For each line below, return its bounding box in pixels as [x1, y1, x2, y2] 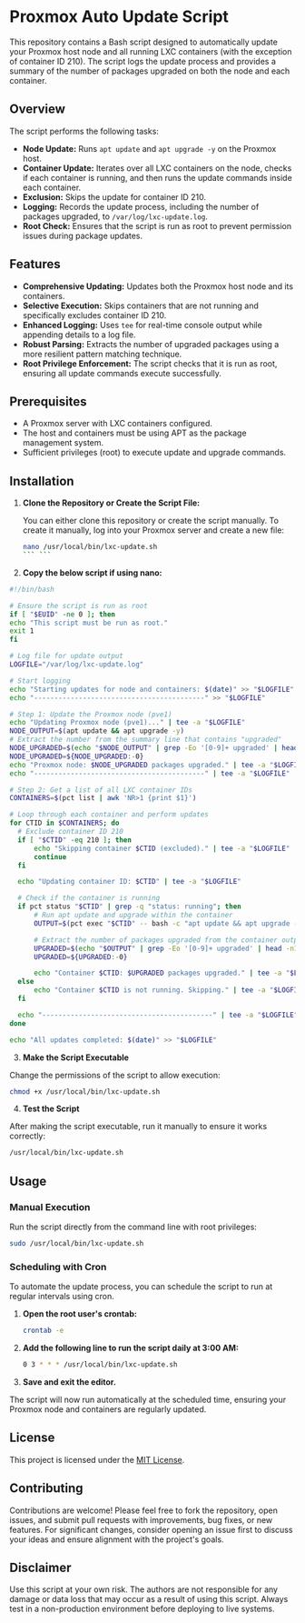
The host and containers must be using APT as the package [22, 427, 247, 438]
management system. [22, 437, 104, 448]
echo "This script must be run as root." [9, 618, 169, 627]
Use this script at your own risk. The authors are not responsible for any [9, 1584, 279, 1595]
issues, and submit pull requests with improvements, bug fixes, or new [9, 1514, 273, 1525]
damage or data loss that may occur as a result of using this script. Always [9, 1594, 289, 1605]
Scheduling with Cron [9, 1260, 107, 1273]
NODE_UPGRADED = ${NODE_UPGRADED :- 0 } [9, 752, 144, 761]
